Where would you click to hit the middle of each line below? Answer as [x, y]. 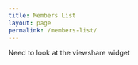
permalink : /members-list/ [53, 30]
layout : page [30, 23]
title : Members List [42, 15]
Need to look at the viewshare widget [69, 53]
